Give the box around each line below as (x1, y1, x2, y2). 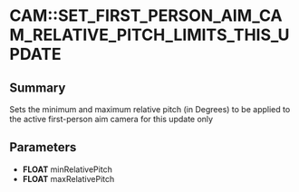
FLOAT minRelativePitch (22, 164, 113, 175)
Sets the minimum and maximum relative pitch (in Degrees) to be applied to (9, 104, 291, 114)
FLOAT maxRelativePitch (22, 173, 115, 184)
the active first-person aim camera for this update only (9, 114, 214, 124)
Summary (9, 80, 66, 95)
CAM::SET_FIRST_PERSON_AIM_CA (9, 5, 283, 26)
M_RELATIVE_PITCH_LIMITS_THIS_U (9, 24, 290, 45)
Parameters (9, 139, 77, 155)
